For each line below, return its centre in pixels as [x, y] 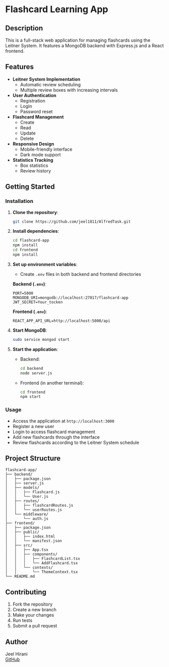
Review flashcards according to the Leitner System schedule [76, 442]
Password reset [36, 111]
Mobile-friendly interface [46, 149]
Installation [19, 201]
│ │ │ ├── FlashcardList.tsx [43, 559]
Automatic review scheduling [50, 84]
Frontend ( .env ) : [30, 311]
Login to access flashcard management [54, 432]
